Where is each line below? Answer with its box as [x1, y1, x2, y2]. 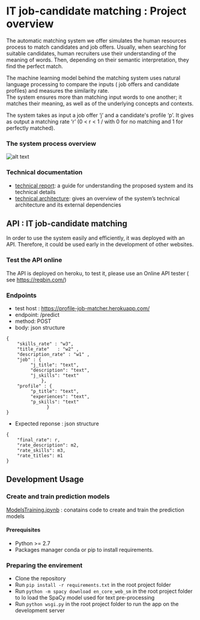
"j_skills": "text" [30, 372, 79, 378]
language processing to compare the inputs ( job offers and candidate [6, 80, 180, 88]
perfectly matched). [6, 124, 55, 131]
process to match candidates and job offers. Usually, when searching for [6, 43, 186, 51]
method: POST [14, 318, 52, 325]
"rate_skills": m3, [17, 447, 66, 453]
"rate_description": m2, [17, 442, 79, 448]
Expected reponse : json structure [14, 420, 99, 427]
